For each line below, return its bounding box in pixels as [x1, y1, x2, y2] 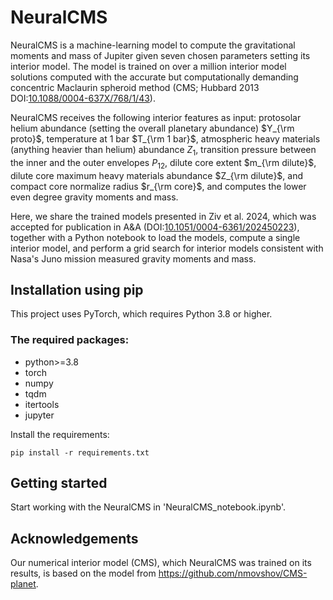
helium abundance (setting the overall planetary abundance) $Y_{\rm [10, 122, 295, 134]
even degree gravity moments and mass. [10, 191, 179, 203]
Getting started [10, 475, 108, 492]
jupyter [24, 409, 55, 421]
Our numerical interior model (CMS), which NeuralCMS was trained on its [10, 557, 312, 569]
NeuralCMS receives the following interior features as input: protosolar [10, 111, 302, 123]
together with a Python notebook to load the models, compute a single [10, 231, 301, 243]
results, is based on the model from [10, 567, 157, 580]
